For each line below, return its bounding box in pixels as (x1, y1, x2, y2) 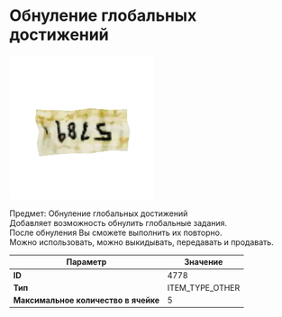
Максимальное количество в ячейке (13, 294, 160, 306)
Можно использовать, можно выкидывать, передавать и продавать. (9, 236, 275, 248)
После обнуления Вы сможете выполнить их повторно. (9, 227, 223, 238)
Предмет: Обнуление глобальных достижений (9, 208, 188, 219)
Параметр (66, 257, 107, 267)
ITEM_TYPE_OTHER (167, 282, 241, 293)
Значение (184, 257, 223, 267)
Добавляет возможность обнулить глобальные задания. (9, 217, 228, 228)
